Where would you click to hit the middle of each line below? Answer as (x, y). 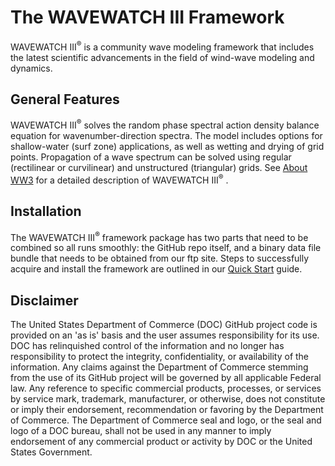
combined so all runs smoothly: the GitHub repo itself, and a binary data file (166, 248)
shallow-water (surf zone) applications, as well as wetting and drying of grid (167, 147)
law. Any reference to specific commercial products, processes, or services (166, 388)
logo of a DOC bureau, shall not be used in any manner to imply (141, 430)
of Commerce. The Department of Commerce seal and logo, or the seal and (166, 420)
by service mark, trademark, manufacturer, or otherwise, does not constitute (168, 399)
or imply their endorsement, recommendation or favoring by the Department (167, 409)
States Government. (51, 452)
